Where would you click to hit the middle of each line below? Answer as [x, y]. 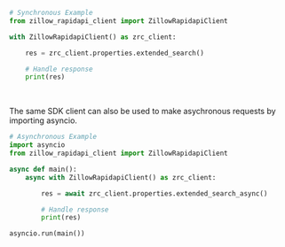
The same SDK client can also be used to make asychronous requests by [143, 112]
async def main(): [43, 169]
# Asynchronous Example [53, 137]
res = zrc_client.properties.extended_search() [115, 53]
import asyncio [37, 145]
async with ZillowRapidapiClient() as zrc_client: [121, 177]
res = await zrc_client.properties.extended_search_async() [154, 193]
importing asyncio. [44, 120]
